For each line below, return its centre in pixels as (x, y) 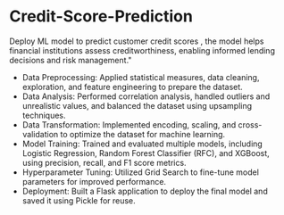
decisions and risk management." (71, 60)
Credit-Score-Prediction (101, 17)
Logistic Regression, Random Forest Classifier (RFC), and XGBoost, (146, 153)
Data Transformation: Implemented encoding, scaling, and (129, 124)
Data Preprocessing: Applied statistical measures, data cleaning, (141, 77)
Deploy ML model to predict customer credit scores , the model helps (137, 41)
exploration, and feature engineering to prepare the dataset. (132, 87)
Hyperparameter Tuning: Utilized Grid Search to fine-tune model (140, 172)
